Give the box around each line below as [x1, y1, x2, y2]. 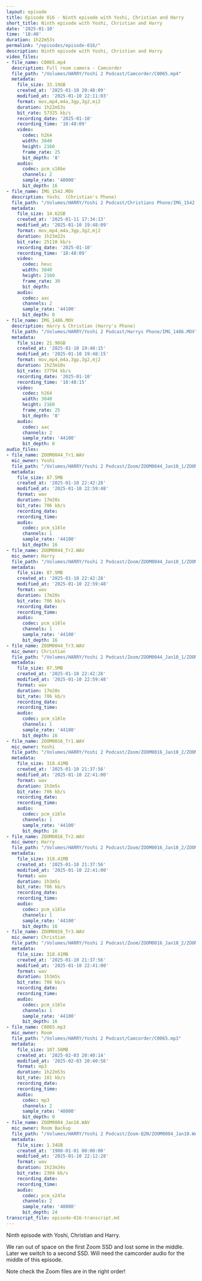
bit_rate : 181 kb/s [17, 1075, 66, 1081]
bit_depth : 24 [22, 1209, 58, 1216]
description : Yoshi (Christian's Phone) [11, 194, 117, 200]
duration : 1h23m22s [17, 233, 66, 239]
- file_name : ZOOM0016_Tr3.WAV [6, 929, 85, 935]
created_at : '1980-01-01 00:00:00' [17, 1148, 106, 1154]
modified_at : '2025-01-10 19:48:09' [17, 222, 109, 228]
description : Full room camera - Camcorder [11, 65, 122, 71]
